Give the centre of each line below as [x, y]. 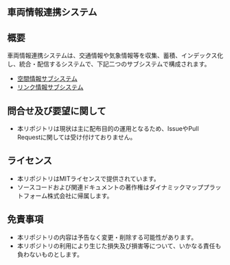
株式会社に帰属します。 [80, 195]
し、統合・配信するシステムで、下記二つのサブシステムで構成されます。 [109, 64]
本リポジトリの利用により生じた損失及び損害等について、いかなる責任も [119, 246]
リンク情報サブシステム [50, 87]
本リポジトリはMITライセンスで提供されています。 [88, 178]
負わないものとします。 [50, 254]
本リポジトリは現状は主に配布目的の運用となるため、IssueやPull [108, 129]
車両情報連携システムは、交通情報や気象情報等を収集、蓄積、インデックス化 [115, 55]
